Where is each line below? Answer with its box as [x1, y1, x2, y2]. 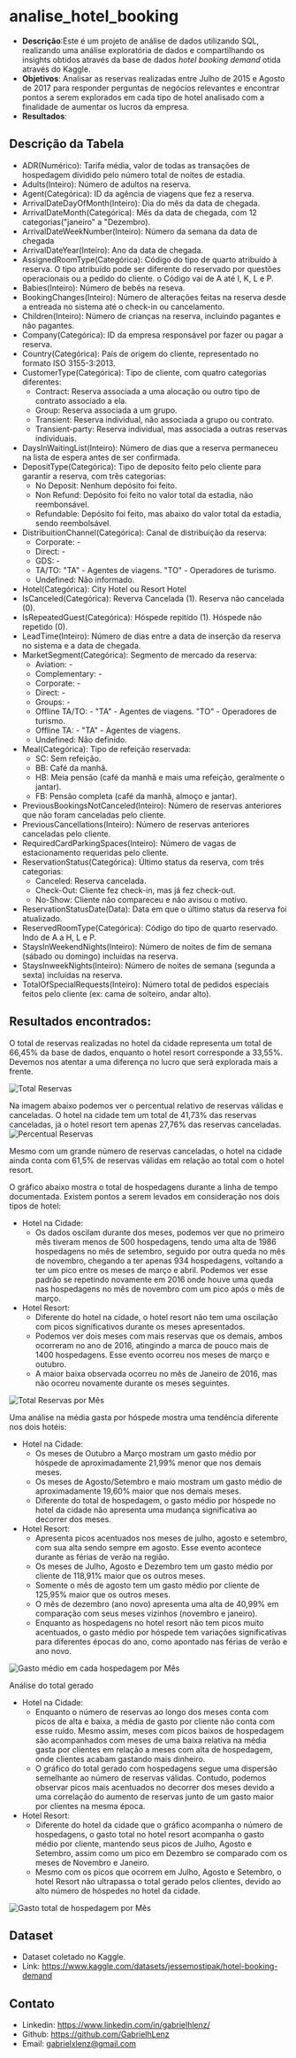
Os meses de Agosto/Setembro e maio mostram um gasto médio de [34, 1476, 283, 1487]
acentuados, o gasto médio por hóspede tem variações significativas [34, 1627, 287, 1637]
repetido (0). [21, 621, 68, 632]
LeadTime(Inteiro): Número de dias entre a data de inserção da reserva [21, 631, 281, 641]
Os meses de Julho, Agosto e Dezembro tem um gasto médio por [34, 1561, 274, 1572]
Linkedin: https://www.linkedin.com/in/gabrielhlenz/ [21, 2020, 210, 2031]
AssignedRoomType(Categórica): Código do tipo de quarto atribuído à [21, 254, 277, 265]
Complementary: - [34, 668, 102, 679]
